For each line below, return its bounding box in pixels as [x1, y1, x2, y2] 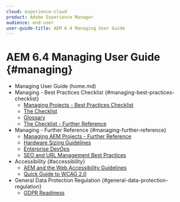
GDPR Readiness [23, 190, 65, 197]
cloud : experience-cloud [6, 8, 67, 15]
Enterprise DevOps [23, 145, 70, 152]
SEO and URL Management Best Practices [23, 152, 126, 159]
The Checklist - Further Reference [23, 120, 107, 128]
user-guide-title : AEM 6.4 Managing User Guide [6, 25, 126, 31]
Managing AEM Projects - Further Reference [23, 133, 132, 140]
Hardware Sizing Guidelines [23, 139, 91, 146]
